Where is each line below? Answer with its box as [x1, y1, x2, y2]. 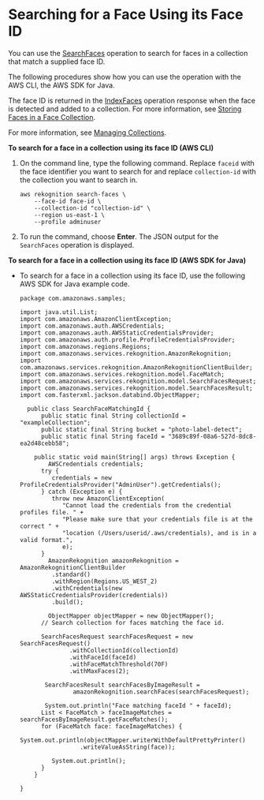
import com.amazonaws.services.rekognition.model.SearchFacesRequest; [19, 377, 257, 385]
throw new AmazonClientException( [51, 495, 165, 503]
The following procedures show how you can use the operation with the [8, 72, 242, 81]
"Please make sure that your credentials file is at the [61, 515, 254, 523]
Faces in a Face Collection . [8, 112, 96, 121]
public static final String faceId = [40, 432, 165, 440]
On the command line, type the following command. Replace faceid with [19, 158, 255, 167]
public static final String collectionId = [40, 412, 187, 420]
